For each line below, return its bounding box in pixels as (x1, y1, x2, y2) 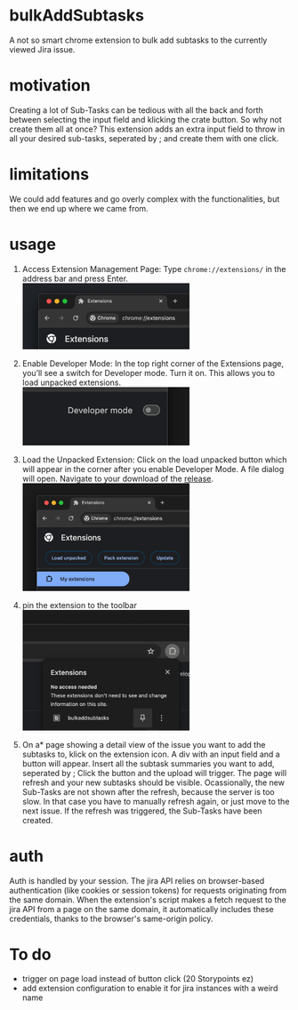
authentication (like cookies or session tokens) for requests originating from (9, 885, 287, 895)
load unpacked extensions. (21, 377, 122, 388)
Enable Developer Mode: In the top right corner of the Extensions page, (21, 358, 285, 369)
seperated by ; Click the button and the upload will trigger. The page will (21, 767, 287, 778)
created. (21, 814, 53, 825)
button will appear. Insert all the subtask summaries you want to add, (21, 757, 275, 769)
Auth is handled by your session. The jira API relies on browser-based (9, 875, 265, 886)
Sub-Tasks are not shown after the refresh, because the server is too (21, 786, 275, 797)
